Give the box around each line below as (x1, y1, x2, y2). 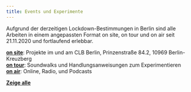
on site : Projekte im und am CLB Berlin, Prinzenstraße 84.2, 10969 (6, 48, 167, 56)
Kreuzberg (6, 55, 32, 62)
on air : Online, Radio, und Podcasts (6, 67, 92, 74)
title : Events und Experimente (6, 8, 83, 15)
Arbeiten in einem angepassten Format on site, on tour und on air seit (6, 31, 175, 38)
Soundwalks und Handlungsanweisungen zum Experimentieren (27, 61, 182, 68)
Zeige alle (6, 79, 31, 86)
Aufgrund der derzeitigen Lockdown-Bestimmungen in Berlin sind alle (6, 25, 176, 32)
